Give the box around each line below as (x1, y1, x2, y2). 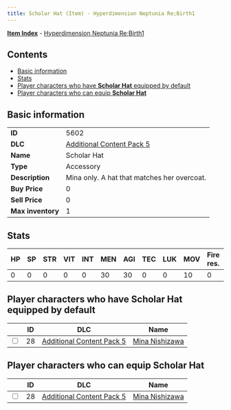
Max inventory (10, 207, 60, 216)
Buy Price (10, 184, 43, 194)
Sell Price (10, 195, 43, 205)
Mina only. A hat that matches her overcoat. (65, 173, 206, 183)
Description (10, 173, 50, 183)
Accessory (65, 162, 101, 172)
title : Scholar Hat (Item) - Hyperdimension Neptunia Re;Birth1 (7, 10, 195, 17)
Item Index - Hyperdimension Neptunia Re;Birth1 (7, 29, 144, 37)
